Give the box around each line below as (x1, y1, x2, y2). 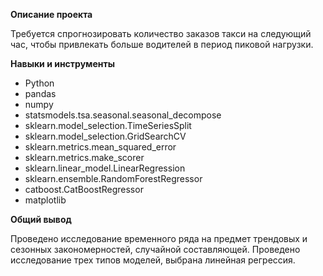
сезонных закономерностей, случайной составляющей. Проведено (10, 244, 301, 255)
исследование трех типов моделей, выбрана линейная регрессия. (10, 254, 296, 266)
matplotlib (24, 194, 67, 206)
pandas (24, 88, 57, 99)
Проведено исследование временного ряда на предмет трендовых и (10, 233, 308, 244)
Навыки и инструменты (10, 58, 115, 69)
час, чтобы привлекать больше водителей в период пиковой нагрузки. (10, 39, 314, 50)
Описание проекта (10, 9, 93, 20)
